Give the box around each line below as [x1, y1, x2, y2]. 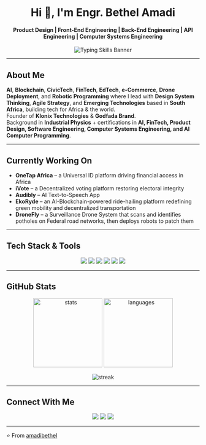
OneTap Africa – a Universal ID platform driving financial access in [15, 172, 184, 179]
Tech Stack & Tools [6, 241, 81, 251]
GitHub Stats [6, 282, 56, 292]
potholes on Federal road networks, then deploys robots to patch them [15, 217, 194, 225]
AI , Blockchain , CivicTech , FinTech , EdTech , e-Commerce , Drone [6, 86, 175, 94]
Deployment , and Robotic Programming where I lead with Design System [6, 93, 195, 100]
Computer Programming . [6, 132, 72, 139]
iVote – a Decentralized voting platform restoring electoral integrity [15, 185, 185, 192]
